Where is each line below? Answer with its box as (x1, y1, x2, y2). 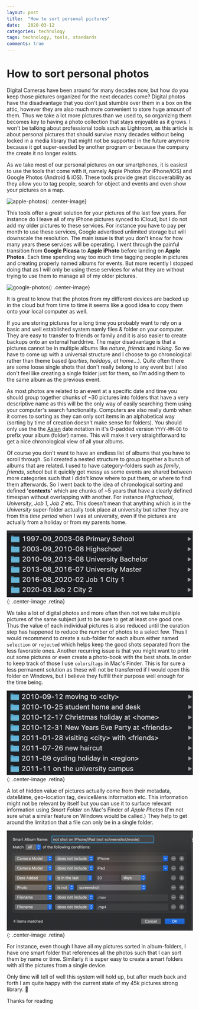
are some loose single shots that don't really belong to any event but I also (6, 363, 188, 370)
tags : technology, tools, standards (6, 34, 97, 41)
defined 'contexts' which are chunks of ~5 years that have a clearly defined (6, 487, 193, 494)
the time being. (6, 679, 44, 686)
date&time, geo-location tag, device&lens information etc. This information (6, 793, 188, 800)
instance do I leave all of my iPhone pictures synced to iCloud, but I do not (6, 215, 188, 222)
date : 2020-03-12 (6, 22, 55, 28)
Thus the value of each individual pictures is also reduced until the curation (6, 622, 190, 629)
